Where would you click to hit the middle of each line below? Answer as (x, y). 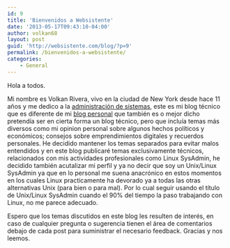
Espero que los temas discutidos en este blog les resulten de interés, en (110, 216)
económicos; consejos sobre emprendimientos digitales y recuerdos (106, 136)
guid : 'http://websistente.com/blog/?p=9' (70, 46)
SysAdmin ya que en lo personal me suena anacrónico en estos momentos (114, 173)
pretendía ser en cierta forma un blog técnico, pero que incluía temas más (113, 121)
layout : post (26, 40)
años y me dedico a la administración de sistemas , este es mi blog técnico (114, 106)
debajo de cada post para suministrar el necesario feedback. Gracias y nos (115, 231)
